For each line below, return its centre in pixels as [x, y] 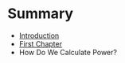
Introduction [39, 35]
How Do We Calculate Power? [68, 52]
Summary [40, 14]
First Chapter [41, 43]
